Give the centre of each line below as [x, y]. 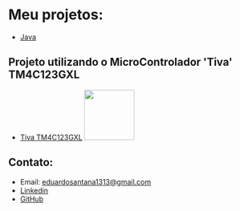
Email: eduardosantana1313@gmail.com [85, 181]
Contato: [31, 162]
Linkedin [34, 190]
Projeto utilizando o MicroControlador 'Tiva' [120, 62]
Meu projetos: [56, 15]
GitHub [32, 199]
